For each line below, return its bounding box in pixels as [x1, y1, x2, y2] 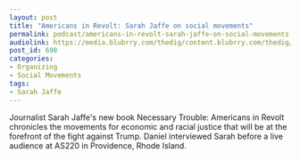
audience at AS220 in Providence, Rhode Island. [9, 140, 187, 151]
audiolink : [9, 37, 50, 47]
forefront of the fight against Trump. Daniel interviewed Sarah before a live [9, 131, 284, 141]
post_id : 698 [9, 46, 58, 55]
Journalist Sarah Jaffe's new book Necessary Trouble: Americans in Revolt [9, 112, 285, 123]
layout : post [9, 12, 58, 22]
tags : [9, 79, 29, 88]
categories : [9, 54, 54, 63]
